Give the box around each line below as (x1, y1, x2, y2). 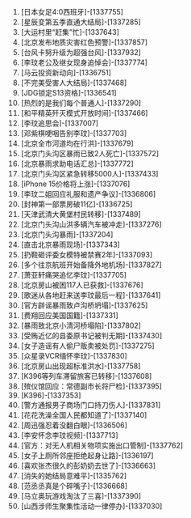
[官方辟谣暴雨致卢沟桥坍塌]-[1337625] (20, 300, 148, 310)
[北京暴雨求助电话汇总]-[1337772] (20, 159, 134, 168)
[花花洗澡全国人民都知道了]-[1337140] (20, 410, 147, 419)
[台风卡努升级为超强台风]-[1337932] (20, 48, 142, 57)
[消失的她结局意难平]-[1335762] (20, 471, 127, 480)
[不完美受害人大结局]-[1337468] (20, 78, 127, 87)
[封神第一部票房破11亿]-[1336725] (20, 199, 133, 209)
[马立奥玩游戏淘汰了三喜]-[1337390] (20, 491, 142, 500)
